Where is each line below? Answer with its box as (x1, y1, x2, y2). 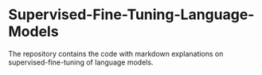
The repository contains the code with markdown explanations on (8, 49, 224, 58)
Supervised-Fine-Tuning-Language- (8, 6, 255, 24)
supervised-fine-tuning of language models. (8, 57, 154, 67)
